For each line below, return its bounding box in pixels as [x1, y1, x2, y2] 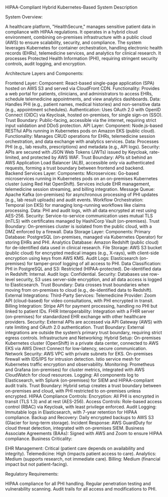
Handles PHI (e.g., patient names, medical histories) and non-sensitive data [5, 101, 161, 107]
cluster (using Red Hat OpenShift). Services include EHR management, [5, 181, 151, 187]
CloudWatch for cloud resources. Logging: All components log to [5, 372, 139, 378]
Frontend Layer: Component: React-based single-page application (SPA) [5, 80, 154, 86]
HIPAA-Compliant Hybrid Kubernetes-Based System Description [5, 4, 137, 10]
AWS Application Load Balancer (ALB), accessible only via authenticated [5, 160, 155, 165]
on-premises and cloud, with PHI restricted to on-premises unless [5, 388, 141, 394]
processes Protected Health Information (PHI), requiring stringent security [5, 55, 158, 61]
